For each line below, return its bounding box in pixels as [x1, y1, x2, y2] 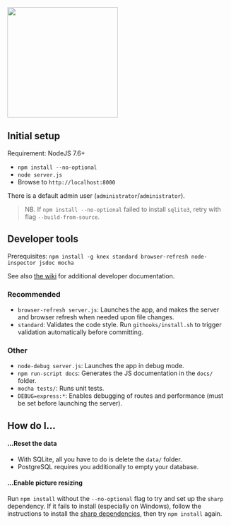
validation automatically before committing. [17, 328, 143, 336]
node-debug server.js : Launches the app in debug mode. [17, 362, 185, 370]
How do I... [7, 420, 57, 432]
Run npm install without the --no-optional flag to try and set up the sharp [7, 495, 224, 503]
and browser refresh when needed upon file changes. [17, 312, 174, 321]
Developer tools [7, 233, 79, 245]
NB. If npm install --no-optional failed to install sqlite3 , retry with [24, 205, 221, 213]
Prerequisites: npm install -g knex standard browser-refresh [7, 252, 189, 260]
